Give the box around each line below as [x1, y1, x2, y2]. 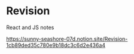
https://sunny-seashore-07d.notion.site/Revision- [6, 35, 128, 42]
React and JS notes [6, 24, 54, 31]
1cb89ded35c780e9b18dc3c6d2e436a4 [6, 42, 106, 49]
